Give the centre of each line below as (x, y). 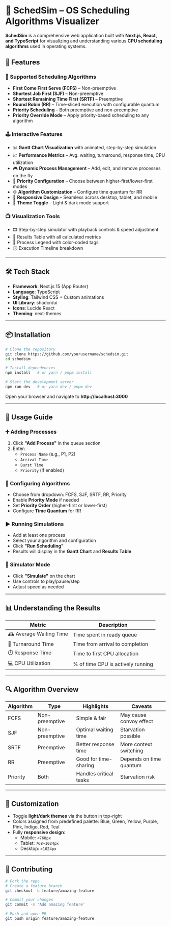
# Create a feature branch (34, 886)
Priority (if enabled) (42, 470)
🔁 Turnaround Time (31, 644)
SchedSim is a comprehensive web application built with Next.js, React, (81, 35)
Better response (95, 744)
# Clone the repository (31, 349)
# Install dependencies (31, 368)
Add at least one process (39, 535)
